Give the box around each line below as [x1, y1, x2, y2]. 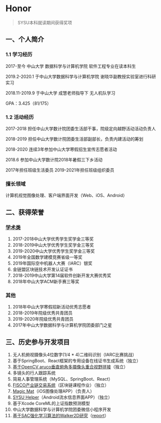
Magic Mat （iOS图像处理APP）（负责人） [12, 388, 95, 394]
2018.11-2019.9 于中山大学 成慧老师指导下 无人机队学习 [5, 90, 116, 96]
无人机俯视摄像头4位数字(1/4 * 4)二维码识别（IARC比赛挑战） [12, 352, 137, 358]
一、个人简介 [5, 35, 44, 44]
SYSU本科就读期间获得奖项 [17, 19, 72, 25]
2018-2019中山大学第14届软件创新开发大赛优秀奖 [12, 272, 111, 278]
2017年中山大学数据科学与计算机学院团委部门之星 [12, 322, 112, 328]
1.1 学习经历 [5, 51, 33, 58]
